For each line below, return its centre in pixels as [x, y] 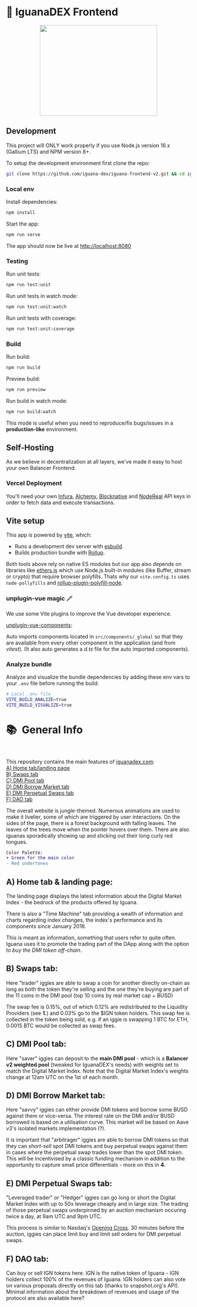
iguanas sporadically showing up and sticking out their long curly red [89, 835]
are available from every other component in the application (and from [91, 643]
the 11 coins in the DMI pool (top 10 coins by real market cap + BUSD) [90, 995]
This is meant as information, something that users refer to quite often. [91, 938]
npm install [21, 212]
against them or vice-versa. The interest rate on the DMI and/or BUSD [90, 1116]
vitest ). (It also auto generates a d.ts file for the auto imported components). [98, 649]
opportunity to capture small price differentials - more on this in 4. [86, 1165]
